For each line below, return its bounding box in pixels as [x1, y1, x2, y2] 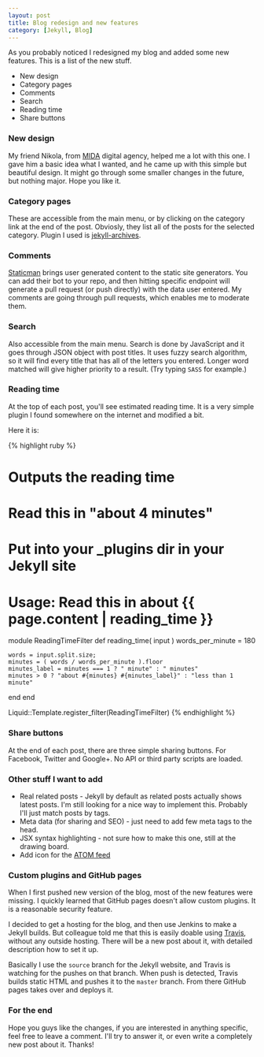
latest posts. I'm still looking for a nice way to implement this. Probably [19, 799, 248, 809]
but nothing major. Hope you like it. [8, 176, 122, 185]
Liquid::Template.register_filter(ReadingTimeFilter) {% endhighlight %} [8, 708, 236, 717]
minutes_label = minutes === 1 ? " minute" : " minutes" [8, 665, 199, 673]
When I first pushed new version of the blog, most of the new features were [8, 888, 253, 897]
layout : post [8, 11, 51, 20]
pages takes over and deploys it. [8, 985, 114, 995]
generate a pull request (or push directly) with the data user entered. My [8, 285, 242, 294]
